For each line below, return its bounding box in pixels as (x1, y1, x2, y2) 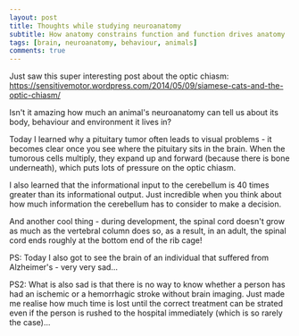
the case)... (9, 317, 51, 328)
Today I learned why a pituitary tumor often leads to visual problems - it (9, 134, 272, 145)
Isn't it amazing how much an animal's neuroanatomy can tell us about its (9, 107, 279, 118)
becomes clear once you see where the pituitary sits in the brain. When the (9, 144, 286, 155)
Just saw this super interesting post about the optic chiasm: (9, 71, 229, 81)
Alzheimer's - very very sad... (9, 262, 119, 273)
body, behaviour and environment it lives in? (9, 117, 172, 128)
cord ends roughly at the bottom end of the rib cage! (9, 235, 203, 246)
